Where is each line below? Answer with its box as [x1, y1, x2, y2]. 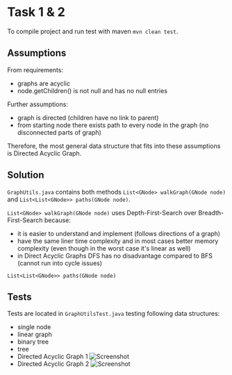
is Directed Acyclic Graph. [7, 149, 82, 157]
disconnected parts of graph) [17, 128, 102, 136]
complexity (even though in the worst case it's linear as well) [17, 244, 191, 252]
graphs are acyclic [17, 79, 71, 87]
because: [44, 216, 72, 224]
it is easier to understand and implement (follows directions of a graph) [17, 229, 221, 237]
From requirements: [7, 65, 64, 74]
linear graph [17, 331, 52, 339]
